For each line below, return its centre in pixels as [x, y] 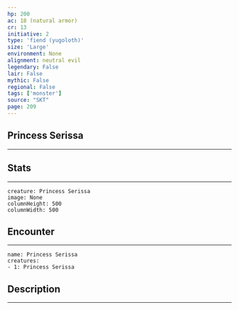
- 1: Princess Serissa [41, 267]
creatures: [23, 261]
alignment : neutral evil [44, 61]
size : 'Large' [28, 47]
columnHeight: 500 [34, 204]
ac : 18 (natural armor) [43, 21]
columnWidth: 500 [33, 210]
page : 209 [22, 107]
